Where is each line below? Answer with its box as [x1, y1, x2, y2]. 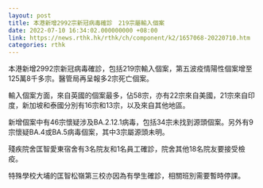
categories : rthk [8, 41, 66, 49]
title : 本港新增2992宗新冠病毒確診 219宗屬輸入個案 [8, 19, 165, 27]
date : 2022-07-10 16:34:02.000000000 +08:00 [8, 26, 158, 34]
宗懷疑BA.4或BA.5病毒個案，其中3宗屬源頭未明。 [8, 128, 169, 137]
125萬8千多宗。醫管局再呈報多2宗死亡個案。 [8, 74, 153, 83]
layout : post [8, 11, 52, 20]
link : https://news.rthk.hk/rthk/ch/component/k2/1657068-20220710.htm [8, 33, 250, 42]
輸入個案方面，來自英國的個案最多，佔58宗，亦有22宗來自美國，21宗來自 [8, 90, 249, 100]
